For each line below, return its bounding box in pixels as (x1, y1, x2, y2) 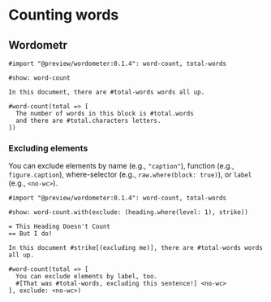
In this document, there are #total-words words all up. (8, 88, 205, 96)
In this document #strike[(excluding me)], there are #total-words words (8, 244, 264, 252)
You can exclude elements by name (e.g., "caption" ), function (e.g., (8, 161, 234, 171)
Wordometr (8, 38, 67, 52)
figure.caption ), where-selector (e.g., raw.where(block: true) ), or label (8, 169, 252, 180)
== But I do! (8, 230, 53, 238)
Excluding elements (8, 142, 88, 154)
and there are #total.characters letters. (15, 116, 161, 125)
